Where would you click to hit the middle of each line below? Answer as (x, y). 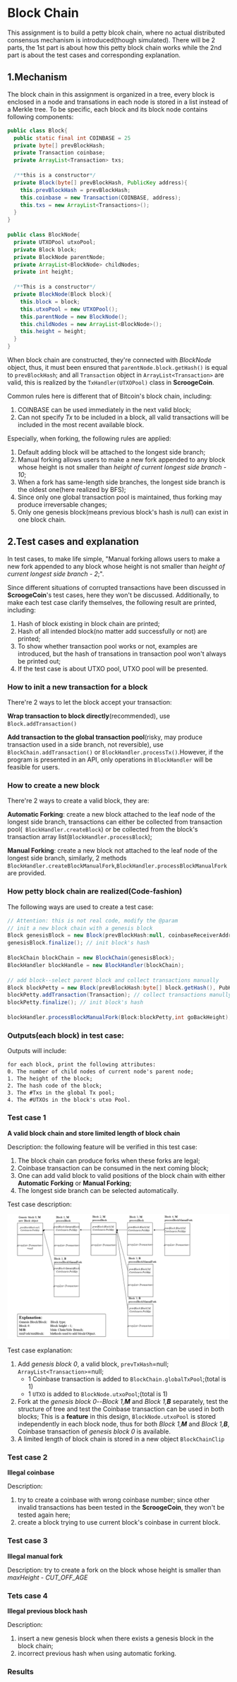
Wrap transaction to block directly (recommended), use (89, 716)
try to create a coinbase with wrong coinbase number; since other (114, 1500)
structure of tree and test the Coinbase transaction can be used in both (121, 1409)
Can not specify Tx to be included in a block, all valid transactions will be (123, 417)
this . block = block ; (50, 301)
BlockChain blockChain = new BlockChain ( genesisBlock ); (91, 958)
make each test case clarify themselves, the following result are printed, (112, 602)
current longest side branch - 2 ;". (56, 574)
